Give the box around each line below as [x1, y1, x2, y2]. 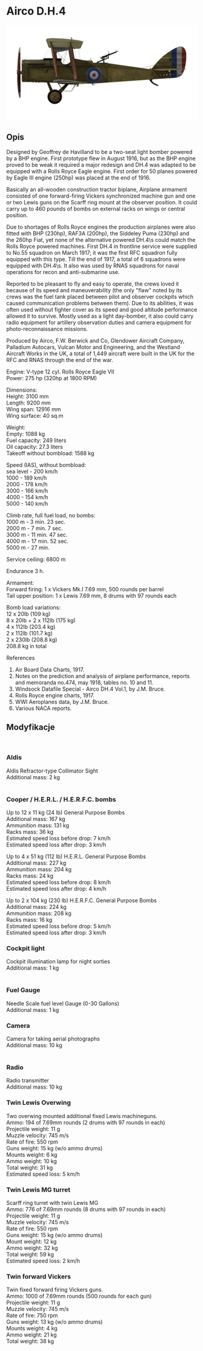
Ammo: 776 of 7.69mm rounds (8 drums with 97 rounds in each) [6, 1205, 166, 1213]
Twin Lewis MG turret [6, 1185, 71, 1194]
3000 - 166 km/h [6, 487, 48, 494]
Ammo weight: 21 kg [6, 1331, 57, 1338]
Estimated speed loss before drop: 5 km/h [6, 923, 111, 930]
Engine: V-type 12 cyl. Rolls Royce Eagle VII [6, 368, 115, 375]
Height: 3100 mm [6, 392, 49, 400]
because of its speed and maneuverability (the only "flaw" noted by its [6, 286, 182, 293]
